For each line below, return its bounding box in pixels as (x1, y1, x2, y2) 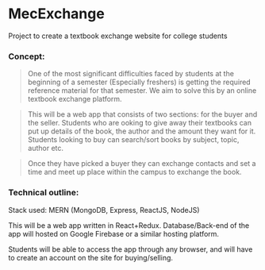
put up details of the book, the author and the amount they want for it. (27, 126, 256, 136)
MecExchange (8, 5, 105, 23)
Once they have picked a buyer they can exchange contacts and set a (27, 159, 256, 168)
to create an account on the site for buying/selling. (8, 253, 173, 262)
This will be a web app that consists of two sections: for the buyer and (27, 110, 258, 119)
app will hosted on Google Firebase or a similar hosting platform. (8, 229, 220, 238)
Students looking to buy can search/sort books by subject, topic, (27, 135, 240, 145)
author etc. (27, 144, 64, 153)
